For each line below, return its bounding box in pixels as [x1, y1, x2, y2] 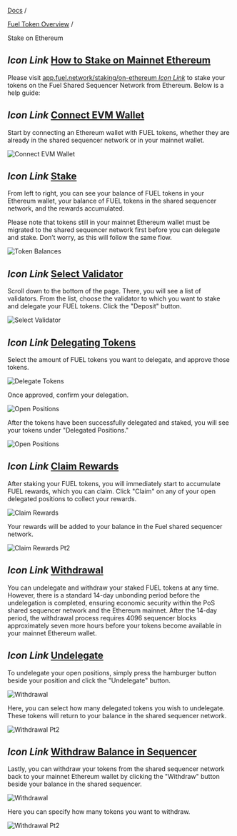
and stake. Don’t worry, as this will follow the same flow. [7, 233, 173, 242]
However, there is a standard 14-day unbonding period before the [7, 590, 200, 599]
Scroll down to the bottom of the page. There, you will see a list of [7, 287, 201, 296]
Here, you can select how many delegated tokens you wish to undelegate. [7, 703, 225, 712]
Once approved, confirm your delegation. [7, 391, 129, 399]
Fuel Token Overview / [7, 20, 74, 28]
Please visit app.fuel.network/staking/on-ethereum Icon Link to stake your [7, 73, 226, 81]
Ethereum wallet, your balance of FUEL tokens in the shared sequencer [7, 196, 217, 206]
